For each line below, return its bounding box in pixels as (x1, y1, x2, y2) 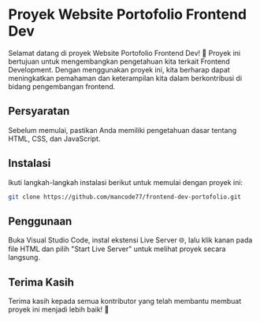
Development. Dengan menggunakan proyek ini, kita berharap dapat (8, 65, 230, 74)
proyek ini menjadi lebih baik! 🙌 (8, 305, 110, 314)
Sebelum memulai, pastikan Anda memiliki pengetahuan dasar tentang (8, 125, 237, 135)
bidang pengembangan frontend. (8, 81, 116, 91)
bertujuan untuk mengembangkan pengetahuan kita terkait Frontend (8, 57, 230, 66)
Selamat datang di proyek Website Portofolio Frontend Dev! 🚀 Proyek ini (8, 48, 241, 57)
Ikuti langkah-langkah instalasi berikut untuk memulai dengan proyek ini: (8, 177, 243, 187)
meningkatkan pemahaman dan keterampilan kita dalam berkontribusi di (8, 73, 243, 83)
